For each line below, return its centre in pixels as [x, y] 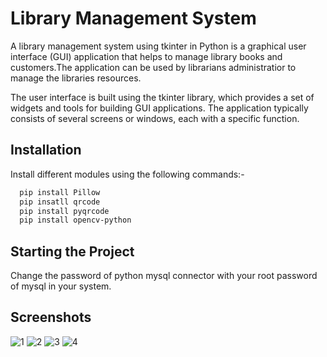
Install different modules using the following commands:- [127, 174]
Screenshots [51, 317]
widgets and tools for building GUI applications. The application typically [159, 108]
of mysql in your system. [61, 286]
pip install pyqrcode [64, 211]
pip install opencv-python [75, 220]
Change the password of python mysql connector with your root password [164, 276]
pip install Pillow [60, 192]
